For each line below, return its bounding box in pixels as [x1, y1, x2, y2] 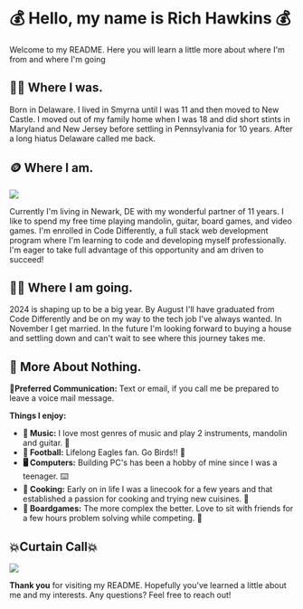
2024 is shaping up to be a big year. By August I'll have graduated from [9, 304, 275, 315]
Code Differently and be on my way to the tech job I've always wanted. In [9, 314, 282, 325]
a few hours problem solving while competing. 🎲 [22, 513, 203, 524]
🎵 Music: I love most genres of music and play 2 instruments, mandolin [22, 428, 288, 439]
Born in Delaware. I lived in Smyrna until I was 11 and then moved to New [9, 104, 279, 115]
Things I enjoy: [9, 410, 67, 422]
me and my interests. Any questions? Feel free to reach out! [9, 590, 232, 600]
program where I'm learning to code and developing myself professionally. [9, 234, 287, 245]
